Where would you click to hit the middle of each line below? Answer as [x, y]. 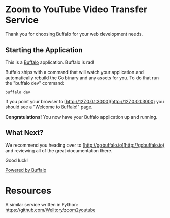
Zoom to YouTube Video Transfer [76, 9]
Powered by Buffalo [26, 170]
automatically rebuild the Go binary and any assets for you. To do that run [82, 78]
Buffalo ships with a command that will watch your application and [74, 72]
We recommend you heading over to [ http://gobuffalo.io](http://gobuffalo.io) [85, 145]
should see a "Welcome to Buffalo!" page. [49, 107]
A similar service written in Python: [42, 204]
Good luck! [17, 160]
